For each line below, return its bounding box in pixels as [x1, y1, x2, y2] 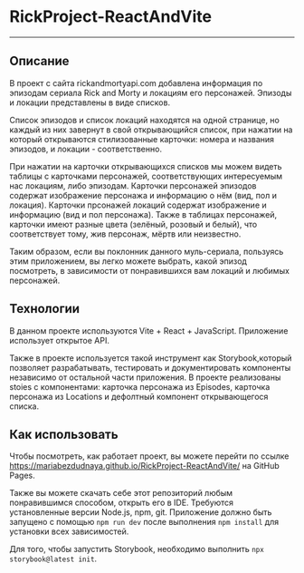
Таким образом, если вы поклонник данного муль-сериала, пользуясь [9, 246, 284, 257]
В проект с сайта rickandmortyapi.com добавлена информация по [9, 77, 263, 88]
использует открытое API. [9, 335, 110, 345]
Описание [9, 53, 70, 69]
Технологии [9, 301, 80, 316]
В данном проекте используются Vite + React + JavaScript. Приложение [9, 325, 289, 336]
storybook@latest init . [9, 553, 98, 564]
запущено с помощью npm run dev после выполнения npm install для [9, 517, 280, 528]
